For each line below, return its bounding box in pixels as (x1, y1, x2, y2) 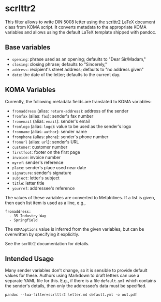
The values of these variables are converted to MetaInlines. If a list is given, (5, 194, 156, 200)
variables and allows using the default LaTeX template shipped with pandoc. (5, 29, 157, 35)
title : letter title (12, 180, 44, 186)
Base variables (5, 43, 51, 51)
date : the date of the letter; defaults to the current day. (12, 71, 121, 78)
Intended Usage (5, 254, 54, 263)
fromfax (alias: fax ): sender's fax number (12, 113, 93, 119)
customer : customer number (12, 144, 68, 150)
